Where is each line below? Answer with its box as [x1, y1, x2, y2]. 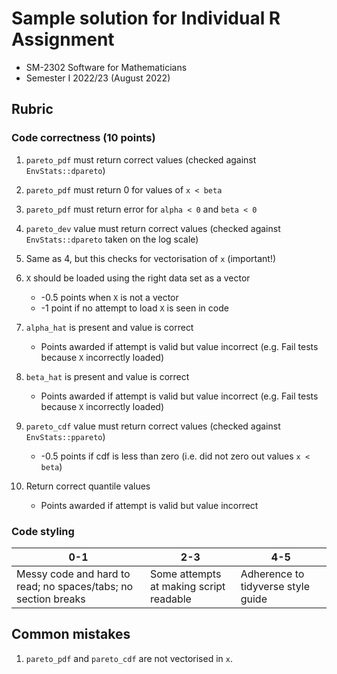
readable [149, 592, 192, 606]
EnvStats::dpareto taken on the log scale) [25, 233, 199, 245]
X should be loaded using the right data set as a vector [25, 272, 251, 284]
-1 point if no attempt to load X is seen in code [40, 302, 229, 314]
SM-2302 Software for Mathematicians [25, 61, 188, 73]
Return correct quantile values [25, 480, 151, 492]
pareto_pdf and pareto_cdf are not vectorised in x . [25, 652, 233, 664]
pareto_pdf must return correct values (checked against [25, 153, 257, 166]
